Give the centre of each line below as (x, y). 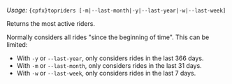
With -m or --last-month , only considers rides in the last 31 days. (109, 65)
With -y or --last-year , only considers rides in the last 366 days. (110, 58)
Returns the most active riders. (51, 23)
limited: (17, 44)
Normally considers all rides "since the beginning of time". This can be (108, 37)
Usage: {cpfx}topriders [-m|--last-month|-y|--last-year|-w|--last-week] (116, 10)
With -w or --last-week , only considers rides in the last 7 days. (106, 73)
